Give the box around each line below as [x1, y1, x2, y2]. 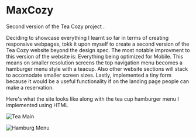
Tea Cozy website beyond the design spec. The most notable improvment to [6, 46, 190, 53]
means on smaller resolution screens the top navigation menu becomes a [6, 59, 183, 66]
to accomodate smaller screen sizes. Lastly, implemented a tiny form [6, 71, 171, 78]
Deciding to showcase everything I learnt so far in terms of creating [6, 34, 169, 41]
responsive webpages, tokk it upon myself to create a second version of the [6, 40, 190, 47]
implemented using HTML [6, 101, 68, 108]
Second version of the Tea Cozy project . [6, 23, 105, 30]
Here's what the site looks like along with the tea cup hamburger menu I [6, 95, 180, 102]
